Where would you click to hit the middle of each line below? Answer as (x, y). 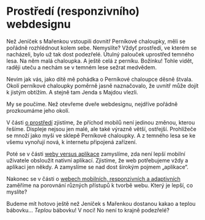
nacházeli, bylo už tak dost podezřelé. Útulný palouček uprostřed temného (100, 54)
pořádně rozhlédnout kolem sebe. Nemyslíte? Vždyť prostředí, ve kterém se (102, 48)
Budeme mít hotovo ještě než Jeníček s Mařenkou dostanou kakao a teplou (101, 203)
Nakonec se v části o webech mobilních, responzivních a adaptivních (93, 178)
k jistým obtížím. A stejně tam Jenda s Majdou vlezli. (73, 92)
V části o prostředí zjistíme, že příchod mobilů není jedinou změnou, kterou (101, 122)
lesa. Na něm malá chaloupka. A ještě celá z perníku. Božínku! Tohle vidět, (100, 61)
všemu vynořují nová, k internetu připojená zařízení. (72, 142)
